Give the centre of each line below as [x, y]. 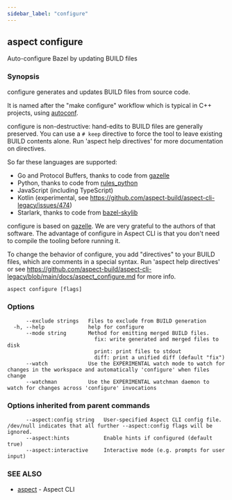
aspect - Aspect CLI [46, 489]
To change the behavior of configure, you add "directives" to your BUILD [111, 254]
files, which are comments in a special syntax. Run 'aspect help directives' [114, 261]
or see [16, 269]
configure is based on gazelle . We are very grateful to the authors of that [111, 226]
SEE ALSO [25, 474]
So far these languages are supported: [63, 162]
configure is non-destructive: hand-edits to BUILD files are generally [105, 126]
